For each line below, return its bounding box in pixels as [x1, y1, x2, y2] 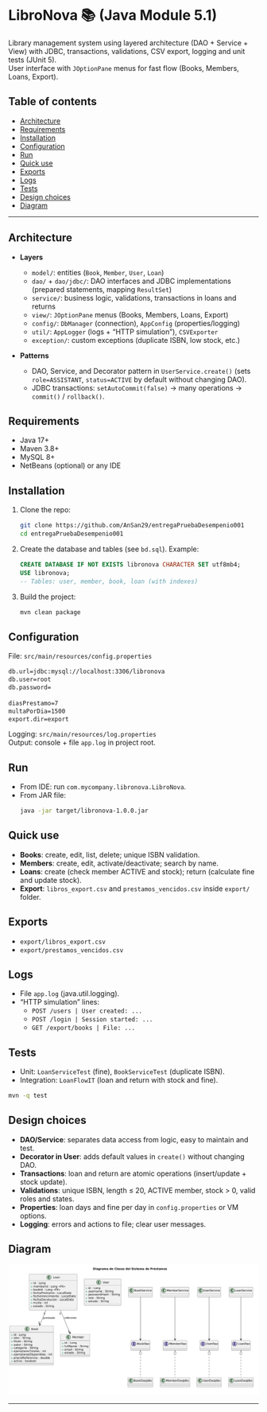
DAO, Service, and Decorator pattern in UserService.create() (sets [31, 366, 251, 375]
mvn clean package [19, 608, 81, 617]
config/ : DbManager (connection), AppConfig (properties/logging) [31, 318, 241, 328]
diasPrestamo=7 [8, 699, 59, 708]
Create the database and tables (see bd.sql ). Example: [19, 544, 199, 554]
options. [19, 1211, 47, 1220]
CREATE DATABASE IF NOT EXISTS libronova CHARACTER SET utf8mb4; [19, 560, 241, 569]
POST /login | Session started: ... [31, 1016, 153, 1024]
